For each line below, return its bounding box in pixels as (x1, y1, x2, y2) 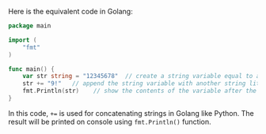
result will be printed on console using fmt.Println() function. (8, 117, 211, 126)
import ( (8, 35, 37, 44)
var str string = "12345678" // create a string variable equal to (22, 73, 253, 80)
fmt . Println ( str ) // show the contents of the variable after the (22, 87, 257, 95)
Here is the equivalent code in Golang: (8, 7, 133, 16)
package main (8, 22, 51, 30)
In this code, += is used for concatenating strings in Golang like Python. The (8, 108, 255, 117)
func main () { (8, 65, 55, 73)
